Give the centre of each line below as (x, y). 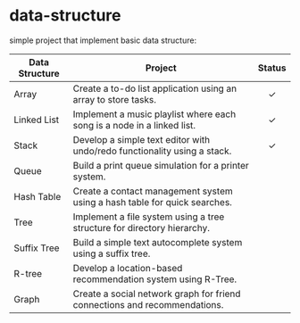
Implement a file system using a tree (149, 217)
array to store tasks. (115, 99)
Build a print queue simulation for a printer (161, 165)
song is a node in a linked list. (134, 125)
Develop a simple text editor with (142, 139)
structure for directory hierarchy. (141, 228)
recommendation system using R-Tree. (155, 279)
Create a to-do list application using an (155, 88)
